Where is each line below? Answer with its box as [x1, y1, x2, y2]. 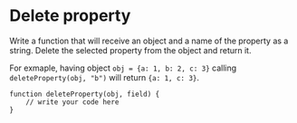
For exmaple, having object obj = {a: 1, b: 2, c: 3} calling [9, 62, 237, 73]
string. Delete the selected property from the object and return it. [9, 44, 252, 55]
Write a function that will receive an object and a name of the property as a [9, 35, 289, 46]
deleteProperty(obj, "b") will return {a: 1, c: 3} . [9, 71, 200, 82]
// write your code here [25, 97, 120, 107]
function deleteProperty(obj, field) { [9, 90, 160, 99]
